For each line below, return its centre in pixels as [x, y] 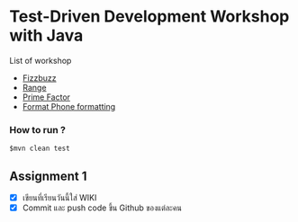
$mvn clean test [40, 149]
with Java [46, 36]
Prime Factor [46, 97]
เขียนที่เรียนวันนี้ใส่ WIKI [59, 198]
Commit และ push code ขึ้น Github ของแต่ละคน [102, 208]
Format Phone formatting [69, 106]
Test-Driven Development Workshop [149, 17]
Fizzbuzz [39, 77]
